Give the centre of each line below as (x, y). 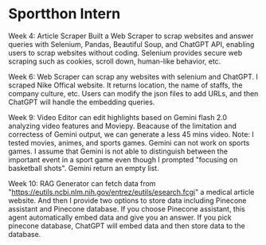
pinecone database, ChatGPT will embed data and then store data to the (127, 226)
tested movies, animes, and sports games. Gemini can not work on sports (129, 142)
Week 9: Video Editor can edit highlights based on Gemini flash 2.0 (118, 117)
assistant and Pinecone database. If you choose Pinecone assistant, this (127, 208)
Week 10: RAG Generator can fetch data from (82, 183)
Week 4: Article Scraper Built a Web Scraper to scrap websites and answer (131, 36)
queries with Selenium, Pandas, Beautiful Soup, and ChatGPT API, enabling (131, 44)
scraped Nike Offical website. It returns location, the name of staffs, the (125, 85)
